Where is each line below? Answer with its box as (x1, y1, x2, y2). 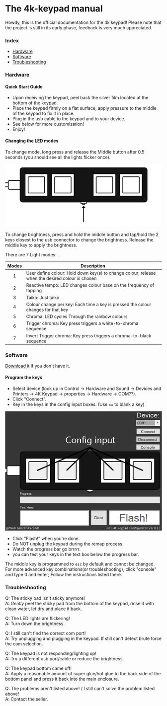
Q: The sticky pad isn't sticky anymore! (5, 595, 85, 601)
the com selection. (5, 641, 43, 647)
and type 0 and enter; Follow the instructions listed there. (5, 571, 122, 577)
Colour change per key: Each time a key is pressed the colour (26, 301, 152, 307)
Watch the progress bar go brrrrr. (12, 546, 81, 552)
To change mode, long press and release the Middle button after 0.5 (5, 149, 145, 155)
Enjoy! (12, 126, 25, 132)
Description (80, 263, 105, 269)
